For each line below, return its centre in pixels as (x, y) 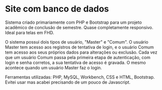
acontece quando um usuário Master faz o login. (54, 67)
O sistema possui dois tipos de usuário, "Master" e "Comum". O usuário (77, 42)
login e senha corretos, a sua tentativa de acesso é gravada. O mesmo (76, 62)
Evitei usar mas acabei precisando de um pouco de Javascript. (68, 82)
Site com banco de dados (57, 9)
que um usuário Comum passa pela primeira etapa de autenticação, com (78, 57)
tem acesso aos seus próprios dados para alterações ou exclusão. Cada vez (81, 52)
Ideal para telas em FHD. (30, 32)
